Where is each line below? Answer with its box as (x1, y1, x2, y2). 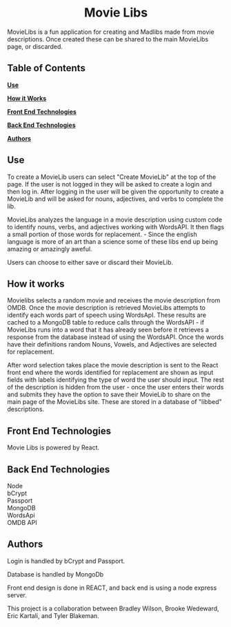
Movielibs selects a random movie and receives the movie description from (7, 296, 221, 305)
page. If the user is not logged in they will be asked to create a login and (7, 180, 212, 188)
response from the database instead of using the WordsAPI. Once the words (7, 333, 224, 341)
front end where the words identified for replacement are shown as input (7, 368, 214, 377)
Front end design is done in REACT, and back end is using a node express (7, 583, 217, 592)
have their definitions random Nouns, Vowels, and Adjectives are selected (7, 340, 217, 349)
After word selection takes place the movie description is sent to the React (7, 361, 219, 369)
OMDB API (7, 519, 37, 526)
